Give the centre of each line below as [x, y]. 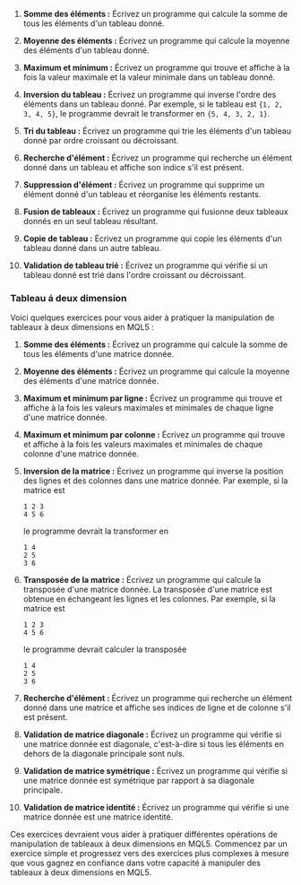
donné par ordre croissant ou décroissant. [101, 140]
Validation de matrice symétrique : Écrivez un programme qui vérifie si [155, 771]
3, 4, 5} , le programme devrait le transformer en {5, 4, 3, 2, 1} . [146, 113]
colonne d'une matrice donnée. [81, 454]
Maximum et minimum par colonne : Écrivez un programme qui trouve [154, 435]
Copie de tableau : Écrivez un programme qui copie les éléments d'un [152, 239]
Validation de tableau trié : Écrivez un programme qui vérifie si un [145, 265]
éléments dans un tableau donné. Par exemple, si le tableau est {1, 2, [153, 104]
